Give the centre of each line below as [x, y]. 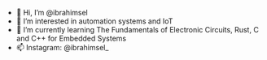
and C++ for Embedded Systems [71, 38]
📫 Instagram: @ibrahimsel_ [62, 47]
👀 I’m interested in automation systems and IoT [94, 21]
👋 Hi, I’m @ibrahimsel [52, 13]
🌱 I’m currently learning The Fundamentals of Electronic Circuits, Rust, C [137, 30]
